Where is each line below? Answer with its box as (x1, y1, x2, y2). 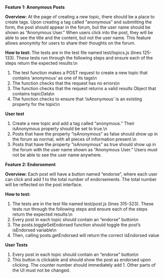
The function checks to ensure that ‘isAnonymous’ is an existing (12, 96, 142, 102)
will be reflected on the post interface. (5, 182, 83, 187)
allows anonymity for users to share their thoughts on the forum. (5, 40, 135, 46)
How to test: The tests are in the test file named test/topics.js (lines (5, 49, 142, 55)
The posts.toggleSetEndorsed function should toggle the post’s (12, 222, 141, 228)
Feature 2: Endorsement (5, 162, 56, 167)
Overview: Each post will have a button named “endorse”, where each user (5, 171, 158, 177)
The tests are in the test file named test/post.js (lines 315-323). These (12, 201, 154, 207)
